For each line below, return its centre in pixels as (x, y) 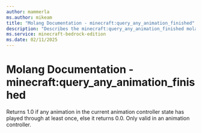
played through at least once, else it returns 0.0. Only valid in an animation (98, 118)
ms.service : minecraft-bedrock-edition (56, 34)
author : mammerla (28, 12)
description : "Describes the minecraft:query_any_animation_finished (95, 29)
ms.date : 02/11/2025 (32, 40)
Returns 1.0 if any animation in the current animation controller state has (95, 111)
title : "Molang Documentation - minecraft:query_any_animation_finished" (101, 23)
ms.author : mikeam (29, 17)
